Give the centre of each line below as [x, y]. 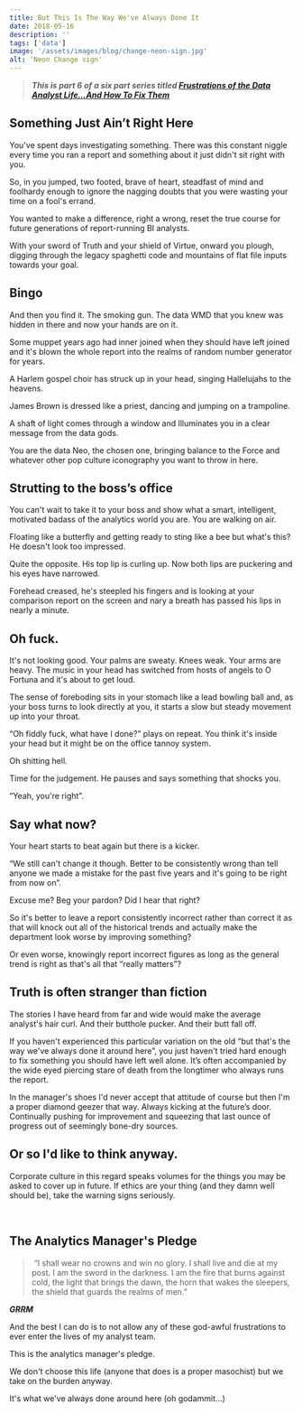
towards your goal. [44, 265]
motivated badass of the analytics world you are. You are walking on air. [143, 519]
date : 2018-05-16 [42, 26]
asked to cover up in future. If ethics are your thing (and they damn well [142, 1185]
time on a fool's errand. [53, 200]
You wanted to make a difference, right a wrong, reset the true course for [145, 218]
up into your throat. [45, 716]
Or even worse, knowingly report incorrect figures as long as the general [144, 954]
